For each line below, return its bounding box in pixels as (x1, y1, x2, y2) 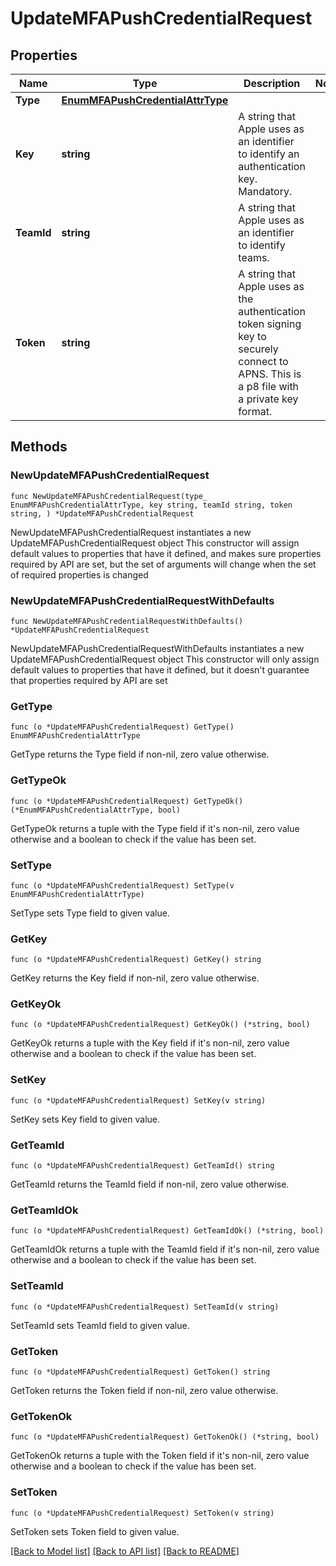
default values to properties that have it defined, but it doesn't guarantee (10, 663, 310, 676)
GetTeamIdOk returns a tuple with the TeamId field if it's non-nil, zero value (10, 1243, 320, 1256)
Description (243, 77, 301, 90)
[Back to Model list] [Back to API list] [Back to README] (10, 1545, 240, 1557)
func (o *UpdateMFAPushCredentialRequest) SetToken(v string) (10, 1508, 275, 1518)
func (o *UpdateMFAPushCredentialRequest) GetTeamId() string (10, 1161, 275, 1171)
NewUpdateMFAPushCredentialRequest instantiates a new (10, 526, 252, 538)
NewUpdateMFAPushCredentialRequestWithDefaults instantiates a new (10, 642, 305, 654)
